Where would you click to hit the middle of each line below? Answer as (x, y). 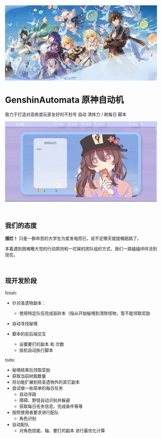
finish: (11, 293)
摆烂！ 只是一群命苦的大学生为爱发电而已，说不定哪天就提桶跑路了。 (73, 238)
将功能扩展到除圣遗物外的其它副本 (46, 382)
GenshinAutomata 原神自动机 (64, 100)
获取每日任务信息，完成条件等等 (51, 406)
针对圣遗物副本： (29, 303)
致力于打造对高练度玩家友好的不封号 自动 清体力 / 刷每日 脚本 (66, 114)
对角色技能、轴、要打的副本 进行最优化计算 (62, 430)
